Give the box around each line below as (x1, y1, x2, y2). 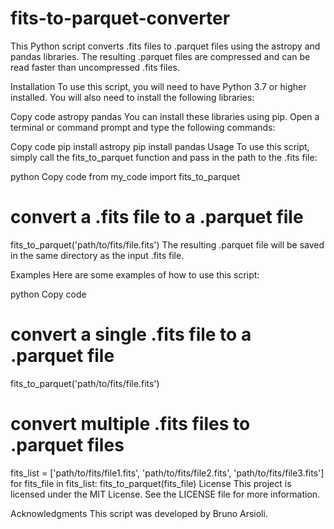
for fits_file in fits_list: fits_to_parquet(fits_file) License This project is (10, 477, 292, 489)
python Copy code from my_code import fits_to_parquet (10, 170, 241, 182)
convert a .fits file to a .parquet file (10, 206, 304, 229)
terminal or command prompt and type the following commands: (10, 121, 276, 133)
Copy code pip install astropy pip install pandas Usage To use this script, (10, 140, 310, 152)
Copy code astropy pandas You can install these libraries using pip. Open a (10, 110, 320, 122)
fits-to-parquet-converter (10, 7, 231, 30)
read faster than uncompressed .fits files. (10, 61, 181, 73)
